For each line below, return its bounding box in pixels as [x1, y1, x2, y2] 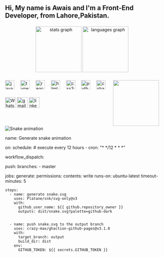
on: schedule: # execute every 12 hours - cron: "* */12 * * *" [5, 145, 125, 150]
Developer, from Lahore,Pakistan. [5, 12, 110, 20]
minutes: [5, 178, 23, 184]
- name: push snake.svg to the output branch [9, 222, 104, 227]
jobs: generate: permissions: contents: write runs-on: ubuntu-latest [5, 173, 140, 179]
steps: [5, 188, 19, 193]
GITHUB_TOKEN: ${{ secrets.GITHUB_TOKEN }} [18, 248, 108, 253]
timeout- [141, 173, 158, 179]
